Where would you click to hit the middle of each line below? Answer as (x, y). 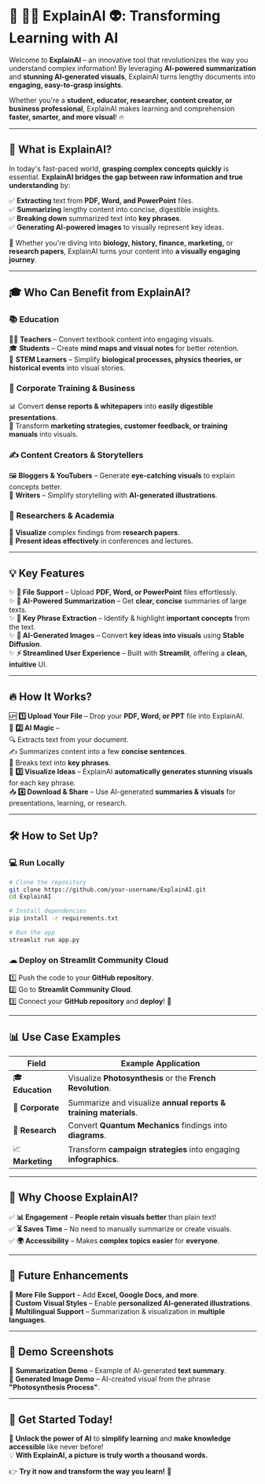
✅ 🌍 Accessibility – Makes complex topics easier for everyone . (114, 1240)
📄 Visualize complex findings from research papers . (94, 533)
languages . (28, 1320)
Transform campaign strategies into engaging (154, 1150)
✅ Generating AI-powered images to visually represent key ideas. (116, 227)
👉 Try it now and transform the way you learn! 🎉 (90, 1471)
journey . (23, 259)
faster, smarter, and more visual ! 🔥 (66, 116)
